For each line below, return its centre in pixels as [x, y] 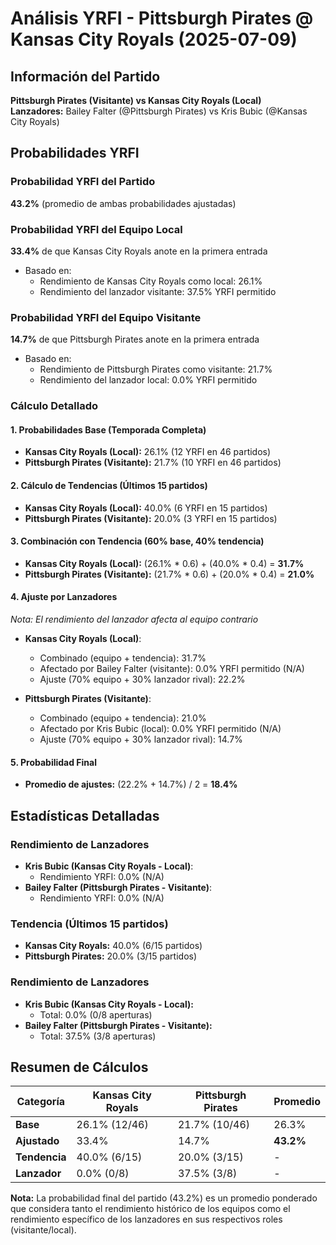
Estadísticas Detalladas [85, 815]
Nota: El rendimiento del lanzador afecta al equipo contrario [134, 619]
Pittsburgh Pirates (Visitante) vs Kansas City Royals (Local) [136, 100]
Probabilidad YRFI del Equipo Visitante [106, 317]
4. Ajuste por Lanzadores [64, 597]
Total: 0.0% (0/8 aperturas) [96, 1014]
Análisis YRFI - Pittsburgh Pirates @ [162, 18]
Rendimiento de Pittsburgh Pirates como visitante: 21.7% [156, 369]
